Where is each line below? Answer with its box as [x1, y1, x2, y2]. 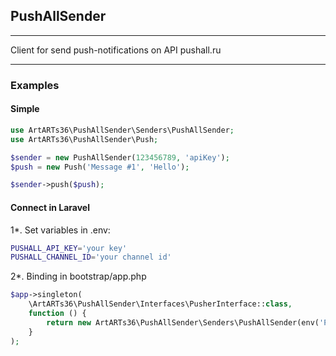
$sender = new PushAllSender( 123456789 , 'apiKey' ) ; [10, 152, 230, 163]
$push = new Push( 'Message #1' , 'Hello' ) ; [10, 162, 190, 172]
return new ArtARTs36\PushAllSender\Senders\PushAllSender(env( [46, 317, 320, 328]
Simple [10, 103, 40, 115]
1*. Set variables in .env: [10, 224, 111, 236]
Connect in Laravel [10, 201, 90, 213]
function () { [28, 309, 87, 319]
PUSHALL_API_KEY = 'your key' [10, 243, 128, 253]
